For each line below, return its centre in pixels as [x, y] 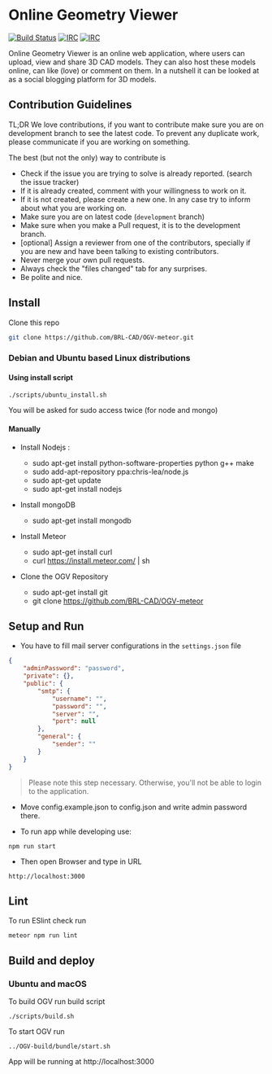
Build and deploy [52, 960]
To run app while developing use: [76, 831]
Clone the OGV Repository [64, 576]
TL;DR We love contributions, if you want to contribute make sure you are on [136, 125]
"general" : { [60, 737]
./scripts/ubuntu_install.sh [58, 395]
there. [30, 815]
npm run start [32, 846]
